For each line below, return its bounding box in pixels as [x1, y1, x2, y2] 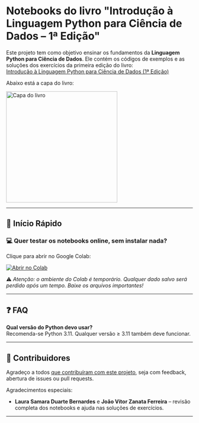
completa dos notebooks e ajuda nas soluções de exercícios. [14, 405, 164, 412]
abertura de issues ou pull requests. [6, 375, 94, 382]
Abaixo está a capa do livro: [6, 79, 74, 87]
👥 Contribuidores [6, 353, 70, 363]
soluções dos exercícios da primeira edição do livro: [6, 61, 133, 69]
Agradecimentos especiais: [6, 387, 73, 394]
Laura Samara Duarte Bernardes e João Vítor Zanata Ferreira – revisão [14, 398, 191, 405]
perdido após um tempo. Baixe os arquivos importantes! [6, 282, 144, 289]
